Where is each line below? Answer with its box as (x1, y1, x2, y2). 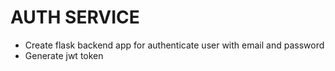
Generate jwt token (24, 49, 104, 61)
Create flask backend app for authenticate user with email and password (24, 39, 325, 51)
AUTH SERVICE (10, 6, 140, 29)
